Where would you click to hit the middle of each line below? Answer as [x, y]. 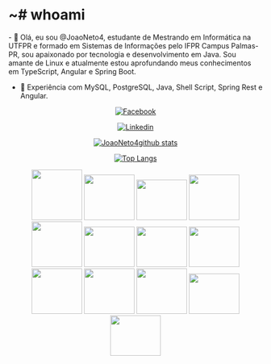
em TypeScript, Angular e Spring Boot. [73, 71]
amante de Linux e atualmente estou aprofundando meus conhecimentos [130, 63]
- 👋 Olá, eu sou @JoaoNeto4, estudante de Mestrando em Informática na [130, 37]
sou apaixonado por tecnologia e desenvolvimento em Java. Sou [129, 54]
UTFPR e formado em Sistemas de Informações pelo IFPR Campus [119, 45]
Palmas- [245, 45]
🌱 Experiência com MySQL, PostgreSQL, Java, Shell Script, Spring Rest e [141, 87]
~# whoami [47, 15]
